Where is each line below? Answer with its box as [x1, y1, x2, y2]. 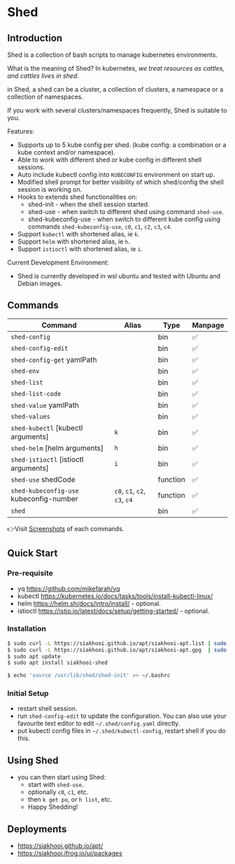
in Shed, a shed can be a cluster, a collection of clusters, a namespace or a [7, 85, 224, 93]
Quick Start [7, 547, 58, 560]
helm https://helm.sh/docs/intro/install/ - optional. [17, 599, 161, 607]
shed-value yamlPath [10, 400, 79, 410]
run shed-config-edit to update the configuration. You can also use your [17, 711, 227, 721]
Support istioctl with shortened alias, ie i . [17, 245, 143, 253]
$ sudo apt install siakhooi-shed [7, 659, 108, 667]
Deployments [7, 823, 67, 835]
